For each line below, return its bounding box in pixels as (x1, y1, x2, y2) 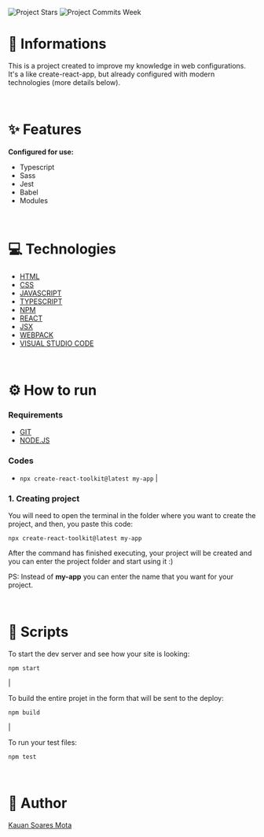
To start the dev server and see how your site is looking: (8, 649, 190, 658)
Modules (19, 195, 49, 205)
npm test (8, 753, 37, 761)
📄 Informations (8, 35, 107, 53)
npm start (8, 664, 41, 672)
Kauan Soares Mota (8, 820, 72, 830)
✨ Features (8, 120, 82, 139)
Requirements (8, 409, 64, 420)
